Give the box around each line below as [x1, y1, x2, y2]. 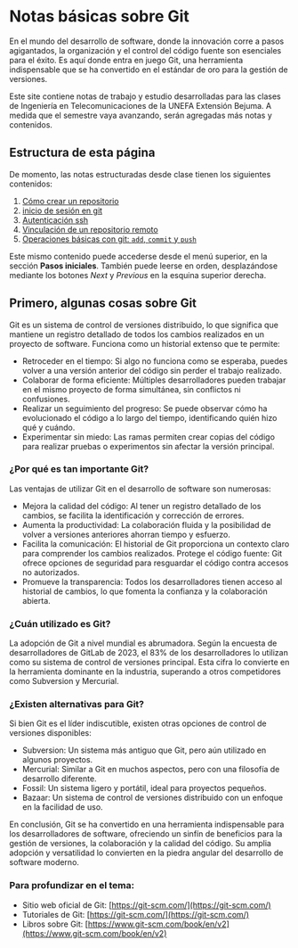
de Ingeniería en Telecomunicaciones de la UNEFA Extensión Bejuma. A [9, 100, 272, 111]
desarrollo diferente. [21, 773, 97, 784]
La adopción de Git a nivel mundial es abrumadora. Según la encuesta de [9, 638, 278, 648]
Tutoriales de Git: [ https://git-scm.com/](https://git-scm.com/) [21, 909, 250, 919]
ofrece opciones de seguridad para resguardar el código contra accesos [21, 557, 289, 568]
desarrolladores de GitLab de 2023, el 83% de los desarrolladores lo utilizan [9, 647, 289, 658]
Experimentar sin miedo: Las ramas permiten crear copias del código [21, 431, 276, 442]
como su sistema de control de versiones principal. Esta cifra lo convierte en [9, 657, 290, 668]
